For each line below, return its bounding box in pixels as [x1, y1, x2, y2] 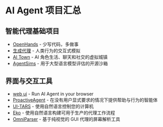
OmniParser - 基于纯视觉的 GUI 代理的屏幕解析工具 [12, 116, 120, 122]
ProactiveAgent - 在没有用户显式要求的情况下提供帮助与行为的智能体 [12, 97, 158, 103]
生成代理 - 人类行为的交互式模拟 [12, 48, 81, 54]
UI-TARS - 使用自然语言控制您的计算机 [12, 103, 94, 109]
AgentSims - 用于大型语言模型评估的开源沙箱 [12, 60, 108, 67]
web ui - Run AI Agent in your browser [12, 91, 94, 97]
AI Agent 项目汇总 [5, 5, 81, 16]
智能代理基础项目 [5, 27, 59, 35]
